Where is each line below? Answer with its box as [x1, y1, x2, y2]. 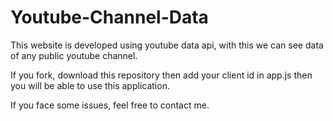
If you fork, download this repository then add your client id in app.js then [10, 69, 313, 81]
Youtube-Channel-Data [10, 6, 209, 29]
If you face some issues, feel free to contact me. [10, 99, 210, 111]
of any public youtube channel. [10, 49, 138, 61]
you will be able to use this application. [10, 79, 170, 91]
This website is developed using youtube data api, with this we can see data [10, 39, 324, 51]
